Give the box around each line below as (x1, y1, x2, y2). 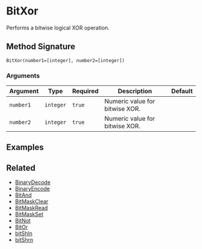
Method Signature (6, 41, 76, 52)
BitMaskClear (14, 198, 49, 205)
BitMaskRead (14, 204, 48, 212)
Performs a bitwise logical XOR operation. (6, 24, 110, 31)
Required (72, 87, 99, 96)
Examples (6, 143, 44, 153)
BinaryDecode (14, 179, 51, 186)
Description (118, 87, 152, 96)
